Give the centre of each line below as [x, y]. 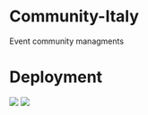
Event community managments [66, 41]
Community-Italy [74, 16]
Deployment [56, 77]
